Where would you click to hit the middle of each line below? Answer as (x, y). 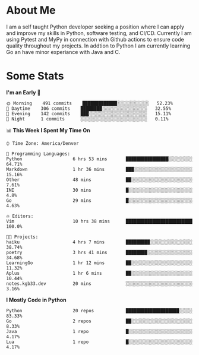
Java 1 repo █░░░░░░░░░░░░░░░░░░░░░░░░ (99, 331)
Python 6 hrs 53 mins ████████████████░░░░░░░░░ (99, 159)
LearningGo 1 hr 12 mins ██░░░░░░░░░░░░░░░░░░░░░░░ (99, 263)
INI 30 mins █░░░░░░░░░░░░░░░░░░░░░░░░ (99, 190)
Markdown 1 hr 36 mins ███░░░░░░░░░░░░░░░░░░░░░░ (99, 169)
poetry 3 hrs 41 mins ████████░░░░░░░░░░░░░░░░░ (99, 252)
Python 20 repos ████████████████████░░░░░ (99, 310)
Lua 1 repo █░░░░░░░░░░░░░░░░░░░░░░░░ (99, 342)
